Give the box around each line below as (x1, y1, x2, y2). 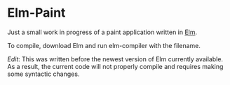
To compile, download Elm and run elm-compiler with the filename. (7, 41, 201, 49)
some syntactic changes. (7, 70, 80, 78)
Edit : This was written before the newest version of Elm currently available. (7, 54, 223, 63)
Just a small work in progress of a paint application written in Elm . (7, 28, 198, 36)
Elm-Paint (7, 5, 66, 21)
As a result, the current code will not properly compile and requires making (7, 62, 224, 70)
